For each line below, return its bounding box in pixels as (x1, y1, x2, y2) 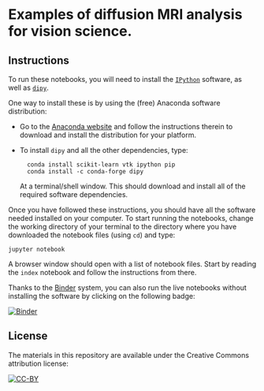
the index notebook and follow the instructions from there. (8, 268, 197, 277)
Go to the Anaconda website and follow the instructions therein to (19, 122, 233, 131)
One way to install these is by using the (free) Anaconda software (8, 99, 221, 107)
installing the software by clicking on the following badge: (8, 292, 195, 300)
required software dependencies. (19, 190, 128, 199)
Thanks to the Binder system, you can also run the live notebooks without (8, 283, 247, 292)
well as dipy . (8, 83, 49, 92)
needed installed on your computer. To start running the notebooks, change (8, 214, 254, 222)
